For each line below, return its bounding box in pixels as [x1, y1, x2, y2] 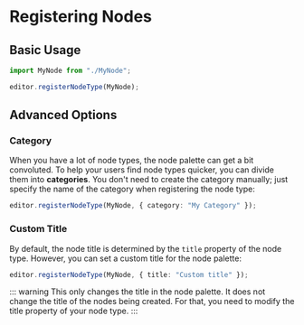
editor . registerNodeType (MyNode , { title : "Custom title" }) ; [9, 270, 249, 279]
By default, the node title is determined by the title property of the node [9, 243, 282, 254]
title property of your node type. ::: [9, 305, 138, 317]
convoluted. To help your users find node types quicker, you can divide [9, 164, 274, 175]
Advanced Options [9, 107, 118, 123]
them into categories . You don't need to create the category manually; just [9, 174, 289, 185]
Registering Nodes [9, 6, 152, 27]
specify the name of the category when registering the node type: [9, 183, 255, 195]
